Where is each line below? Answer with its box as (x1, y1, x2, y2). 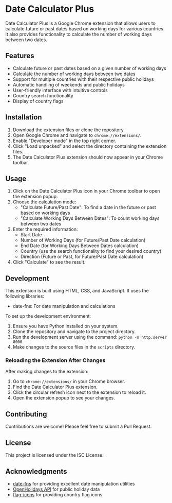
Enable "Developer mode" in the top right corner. (12, 137, 117, 144)
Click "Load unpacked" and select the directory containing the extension (12, 143, 167, 149)
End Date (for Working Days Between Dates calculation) (20, 242, 139, 249)
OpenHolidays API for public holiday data (12, 486, 100, 492)
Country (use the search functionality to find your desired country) (20, 248, 162, 254)
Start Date (20, 232, 42, 238)
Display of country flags (12, 98, 64, 104)
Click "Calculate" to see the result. (12, 259, 86, 265)
